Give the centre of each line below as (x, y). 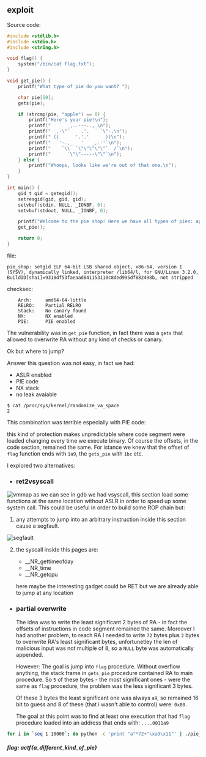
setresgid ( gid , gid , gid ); (52, 199)
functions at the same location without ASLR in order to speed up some (97, 501)
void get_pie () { (29, 81)
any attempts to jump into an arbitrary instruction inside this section (101, 520)
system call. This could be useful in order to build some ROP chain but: (96, 508)
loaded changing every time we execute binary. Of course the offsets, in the (102, 440)
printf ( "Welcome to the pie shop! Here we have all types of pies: (105, 222)
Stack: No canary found (52, 311)
